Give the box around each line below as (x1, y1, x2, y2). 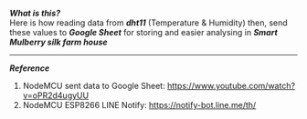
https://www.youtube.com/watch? (167, 81, 295, 91)
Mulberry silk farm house (9, 36, 108, 47)
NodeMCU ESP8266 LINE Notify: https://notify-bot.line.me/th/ (22, 100, 257, 110)
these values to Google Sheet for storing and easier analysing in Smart (9, 27, 279, 37)
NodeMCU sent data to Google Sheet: (22, 81, 166, 91)
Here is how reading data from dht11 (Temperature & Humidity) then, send (9, 17, 288, 28)
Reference (9, 63, 50, 74)
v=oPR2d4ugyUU (22, 90, 90, 101)
